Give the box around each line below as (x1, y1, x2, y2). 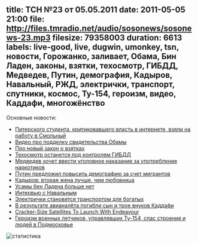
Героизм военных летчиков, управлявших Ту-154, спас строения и (14, 215, 186, 222)
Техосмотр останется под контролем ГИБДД (14, 151, 132, 158)
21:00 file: (6, 14, 45, 24)
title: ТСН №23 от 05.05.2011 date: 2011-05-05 (6, 5, 185, 15)
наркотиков (14, 164, 45, 171)
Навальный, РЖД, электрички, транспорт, (6, 79, 175, 90)
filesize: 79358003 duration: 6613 (52, 33, 182, 43)
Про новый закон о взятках (14, 145, 85, 152)
